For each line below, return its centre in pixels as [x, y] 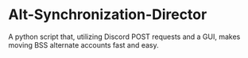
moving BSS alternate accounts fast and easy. [83, 44]
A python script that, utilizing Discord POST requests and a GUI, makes [124, 37]
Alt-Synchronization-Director [108, 15]
